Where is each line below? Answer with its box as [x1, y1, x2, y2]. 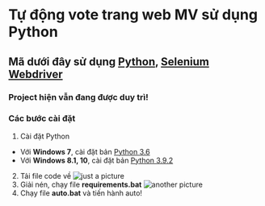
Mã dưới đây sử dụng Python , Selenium [8, 55, 210, 68]
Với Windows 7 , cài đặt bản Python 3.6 [19, 146, 151, 156]
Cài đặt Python [19, 131, 70, 141]
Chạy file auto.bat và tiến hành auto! [19, 187, 143, 198]
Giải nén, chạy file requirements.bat [19, 179, 142, 189]
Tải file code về [19, 171, 71, 180]
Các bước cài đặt [8, 113, 76, 124]
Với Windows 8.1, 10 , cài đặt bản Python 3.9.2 [19, 155, 174, 165]
